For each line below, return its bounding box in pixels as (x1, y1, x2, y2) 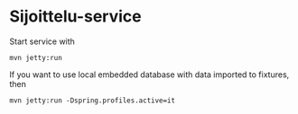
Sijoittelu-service (9, 6, 142, 27)
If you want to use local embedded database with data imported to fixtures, (9, 69, 290, 80)
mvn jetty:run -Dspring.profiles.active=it (9, 96, 176, 105)
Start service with (9, 36, 75, 47)
